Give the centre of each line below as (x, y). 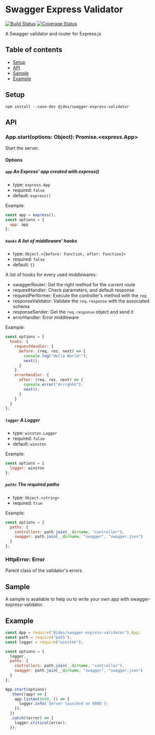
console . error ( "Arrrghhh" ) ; (53, 385)
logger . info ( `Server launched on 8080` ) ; (64, 704)
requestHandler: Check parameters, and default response (73, 290)
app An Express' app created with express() (52, 172)
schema (21, 306)
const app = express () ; (31, 215)
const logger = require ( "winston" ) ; (44, 642)
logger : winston (27, 468)
